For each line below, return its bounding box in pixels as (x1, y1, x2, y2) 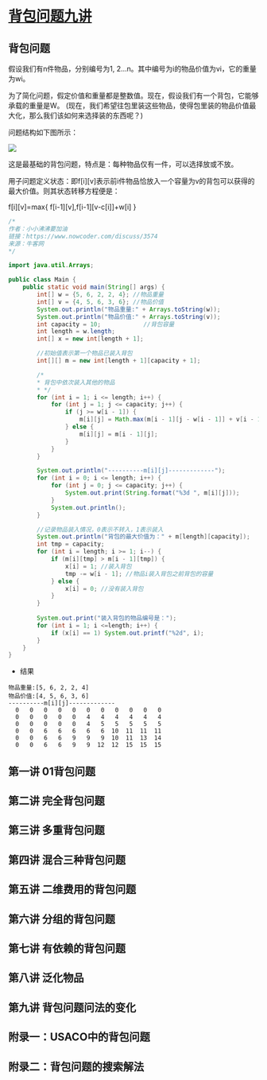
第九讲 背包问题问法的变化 (8, 1000, 137, 1014)
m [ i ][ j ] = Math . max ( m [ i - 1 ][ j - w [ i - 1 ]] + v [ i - (79, 415, 254, 424)
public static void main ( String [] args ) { (22, 283, 165, 291)
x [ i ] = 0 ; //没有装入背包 (64, 585, 144, 592)
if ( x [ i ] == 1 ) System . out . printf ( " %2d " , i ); (50, 629, 205, 637)
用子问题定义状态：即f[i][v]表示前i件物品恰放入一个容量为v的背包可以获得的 (8, 177, 256, 185)
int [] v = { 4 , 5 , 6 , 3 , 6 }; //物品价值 (37, 297, 164, 306)
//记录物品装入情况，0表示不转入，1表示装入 (37, 526, 164, 534)
